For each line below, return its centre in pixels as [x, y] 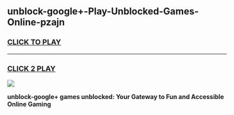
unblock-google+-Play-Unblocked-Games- [103, 11]
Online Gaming [29, 104]
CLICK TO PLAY [34, 43]
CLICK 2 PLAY [31, 68]
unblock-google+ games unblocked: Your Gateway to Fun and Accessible [116, 96]
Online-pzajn [36, 23]
